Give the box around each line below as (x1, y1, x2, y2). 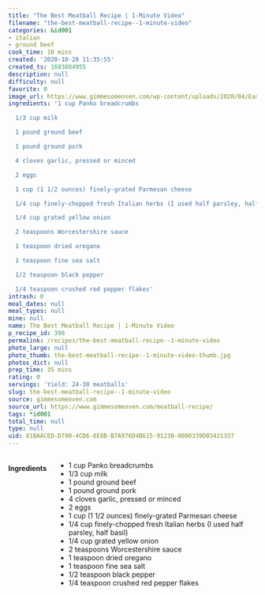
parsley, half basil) (68, 528, 129, 537)
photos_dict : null (8, 359, 69, 367)
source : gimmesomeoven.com (8, 395, 97, 403)
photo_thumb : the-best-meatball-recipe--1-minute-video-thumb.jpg (8, 351, 231, 360)
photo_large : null (8, 344, 69, 352)
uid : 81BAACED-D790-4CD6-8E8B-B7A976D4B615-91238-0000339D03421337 (8, 432, 235, 440)
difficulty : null (8, 77, 65, 85)
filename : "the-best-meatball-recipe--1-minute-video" (8, 19, 192, 27)
